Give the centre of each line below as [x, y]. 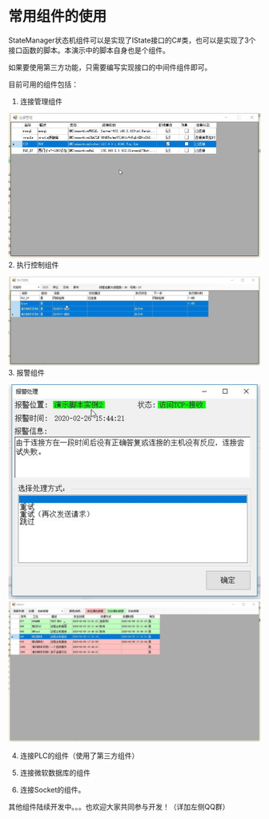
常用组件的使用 [58, 16]
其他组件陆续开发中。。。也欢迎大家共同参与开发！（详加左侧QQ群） [119, 806]
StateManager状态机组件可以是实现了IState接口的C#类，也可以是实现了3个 [132, 40]
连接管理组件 [41, 101]
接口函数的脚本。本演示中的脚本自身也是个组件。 [89, 50]
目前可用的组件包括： [43, 84]
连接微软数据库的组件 [55, 772]
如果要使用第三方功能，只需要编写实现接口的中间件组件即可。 [110, 67]
